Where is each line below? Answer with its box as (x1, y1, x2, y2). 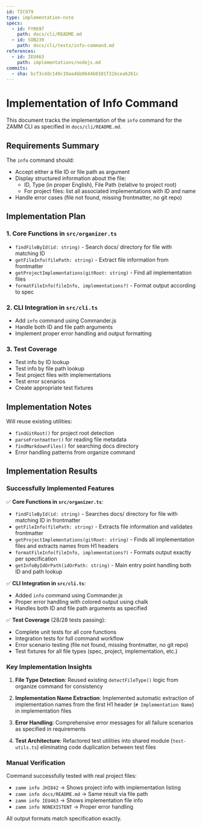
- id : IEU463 (11, 54, 45, 60)
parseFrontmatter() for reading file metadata (14, 436, 127, 443)
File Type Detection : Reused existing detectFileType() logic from (14, 676, 179, 684)
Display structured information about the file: (14, 175, 127, 182)
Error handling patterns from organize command (14, 449, 136, 456)
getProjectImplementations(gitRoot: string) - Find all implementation (14, 269, 192, 276)
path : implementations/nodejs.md (17, 59, 101, 65)
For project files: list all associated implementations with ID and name (24, 188, 196, 194)
